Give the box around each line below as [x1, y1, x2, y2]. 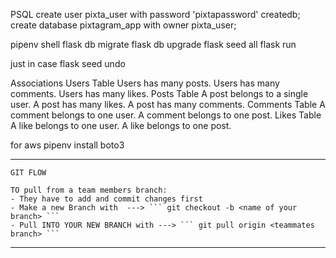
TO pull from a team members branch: [10, 185, 168, 195]
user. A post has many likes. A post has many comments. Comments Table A [10, 99, 326, 110]
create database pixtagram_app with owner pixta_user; [10, 19, 237, 31]
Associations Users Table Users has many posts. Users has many [10, 77, 280, 89]
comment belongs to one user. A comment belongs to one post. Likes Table [10, 109, 322, 121]
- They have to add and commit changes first [10, 194, 203, 204]
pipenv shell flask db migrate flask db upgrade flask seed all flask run [10, 39, 297, 50]
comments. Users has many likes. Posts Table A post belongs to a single [10, 88, 309, 99]
